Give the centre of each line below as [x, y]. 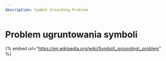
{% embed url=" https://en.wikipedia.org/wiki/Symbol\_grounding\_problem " [83, 48]
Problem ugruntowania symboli [72, 34]
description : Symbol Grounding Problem [47, 10]
